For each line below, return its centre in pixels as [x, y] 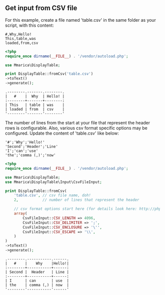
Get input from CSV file [41, 8]
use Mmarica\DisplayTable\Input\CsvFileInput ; [54, 182]
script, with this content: [29, 25]
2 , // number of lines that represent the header [77, 200]
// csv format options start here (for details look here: [76, 209]
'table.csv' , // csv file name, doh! [53, 195]
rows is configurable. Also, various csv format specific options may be [76, 128]
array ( [21, 214]
